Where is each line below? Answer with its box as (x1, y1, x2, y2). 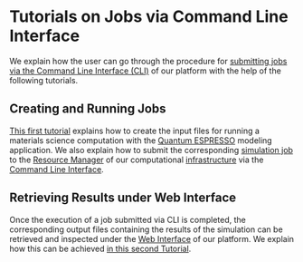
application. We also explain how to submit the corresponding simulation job (9, 144, 294, 155)
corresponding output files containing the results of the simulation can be (9, 224, 283, 235)
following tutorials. (9, 74, 79, 85)
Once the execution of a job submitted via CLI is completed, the (9, 214, 246, 225)
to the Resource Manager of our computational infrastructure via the (9, 154, 264, 165)
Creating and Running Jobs (9, 102, 166, 117)
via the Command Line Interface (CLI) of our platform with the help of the (9, 65, 282, 76)
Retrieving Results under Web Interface (9, 190, 237, 206)
